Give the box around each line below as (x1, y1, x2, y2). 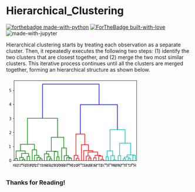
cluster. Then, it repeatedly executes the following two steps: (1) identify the (6, 47, 190, 54)
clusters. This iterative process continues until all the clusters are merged (6, 60, 184, 67)
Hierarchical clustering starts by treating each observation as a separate (6, 41, 181, 48)
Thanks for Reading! (6, 178, 66, 186)
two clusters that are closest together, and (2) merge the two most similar (6, 53, 184, 60)
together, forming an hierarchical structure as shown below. (6, 66, 151, 73)
